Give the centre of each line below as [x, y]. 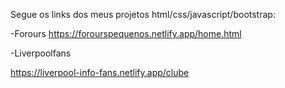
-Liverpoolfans [41, 53]
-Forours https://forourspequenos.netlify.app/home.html [126, 33]
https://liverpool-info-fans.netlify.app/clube [100, 72]
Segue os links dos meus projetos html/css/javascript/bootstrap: [143, 14]
